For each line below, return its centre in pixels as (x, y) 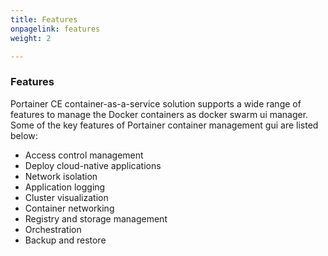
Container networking (69, 208)
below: (24, 135)
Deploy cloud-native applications (93, 165)
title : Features (44, 19)
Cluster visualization (66, 197)
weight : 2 (31, 38)
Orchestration (53, 229)
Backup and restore (65, 240)
